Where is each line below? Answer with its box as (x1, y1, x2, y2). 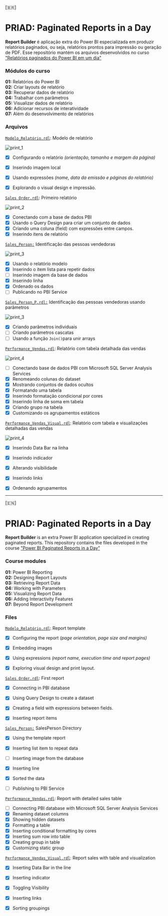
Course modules (5, 558, 46, 565)
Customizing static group (12, 845, 64, 851)
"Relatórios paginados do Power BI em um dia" (5, 55, 101, 61)
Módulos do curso (5, 67, 50, 74)
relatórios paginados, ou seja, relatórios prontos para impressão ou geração (5, 44, 161, 50)
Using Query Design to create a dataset (12, 695, 94, 701)
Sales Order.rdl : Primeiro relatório (5, 195, 77, 201)
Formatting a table (12, 822, 50, 828)
